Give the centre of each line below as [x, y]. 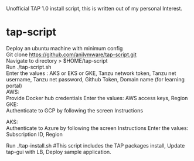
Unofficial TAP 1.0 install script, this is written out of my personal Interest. [94, 8]
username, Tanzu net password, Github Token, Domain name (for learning [95, 79]
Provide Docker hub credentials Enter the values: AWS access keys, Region [97, 98]
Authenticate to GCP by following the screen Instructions [75, 110]
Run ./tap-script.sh [29, 67]
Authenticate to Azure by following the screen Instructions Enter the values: [97, 128]
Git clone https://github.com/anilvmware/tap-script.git [71, 54]
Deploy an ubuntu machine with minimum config [64, 48]
